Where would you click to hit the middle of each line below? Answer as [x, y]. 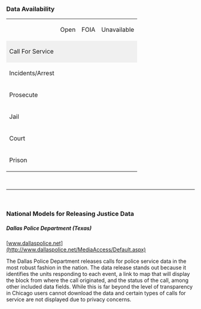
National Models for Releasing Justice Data [70, 214]
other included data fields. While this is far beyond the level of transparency [100, 287]
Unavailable [118, 30]
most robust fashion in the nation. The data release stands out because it [96, 268]
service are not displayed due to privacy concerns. [69, 299]
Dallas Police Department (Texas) [49, 228]
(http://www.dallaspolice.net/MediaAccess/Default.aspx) [76, 250]
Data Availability [31, 9]
